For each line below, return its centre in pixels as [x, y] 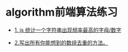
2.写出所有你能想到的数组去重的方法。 [61, 42]
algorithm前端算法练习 [62, 12]
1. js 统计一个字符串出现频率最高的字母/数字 [68, 30]
